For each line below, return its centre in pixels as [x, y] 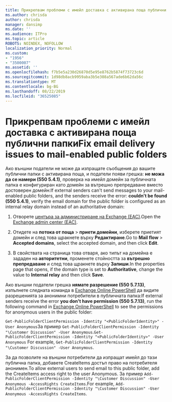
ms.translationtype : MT [31, 82]
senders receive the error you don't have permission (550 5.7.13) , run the [84, 301]
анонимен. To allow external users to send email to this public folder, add [82, 369]
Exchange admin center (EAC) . [45, 222]
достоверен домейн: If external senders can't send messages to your [79, 190]
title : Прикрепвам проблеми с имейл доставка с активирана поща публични [86, 10]
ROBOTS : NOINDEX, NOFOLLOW [34, 44]
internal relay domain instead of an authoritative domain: [65, 207]
